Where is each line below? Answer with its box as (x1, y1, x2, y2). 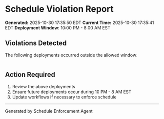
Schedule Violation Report (5, 3, 114, 15)
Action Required (5, 71, 55, 79)
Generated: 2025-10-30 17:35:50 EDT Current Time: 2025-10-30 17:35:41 (5, 20, 154, 25)
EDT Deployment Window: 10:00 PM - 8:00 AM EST (5, 24, 111, 30)
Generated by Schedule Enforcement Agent (5, 108, 93, 114)
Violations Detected (5, 39, 67, 48)
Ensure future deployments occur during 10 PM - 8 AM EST (12, 89, 132, 95)
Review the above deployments (12, 83, 76, 89)
